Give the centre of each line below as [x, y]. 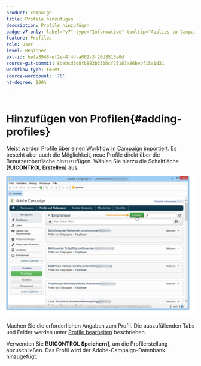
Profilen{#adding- [136, 119]
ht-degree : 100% [26, 82]
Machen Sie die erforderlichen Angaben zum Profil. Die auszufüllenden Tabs [100, 326]
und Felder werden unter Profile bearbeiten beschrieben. [76, 332]
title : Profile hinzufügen [40, 19]
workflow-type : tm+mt [33, 70]
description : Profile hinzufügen [48, 25]
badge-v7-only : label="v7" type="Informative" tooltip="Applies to [92, 32]
